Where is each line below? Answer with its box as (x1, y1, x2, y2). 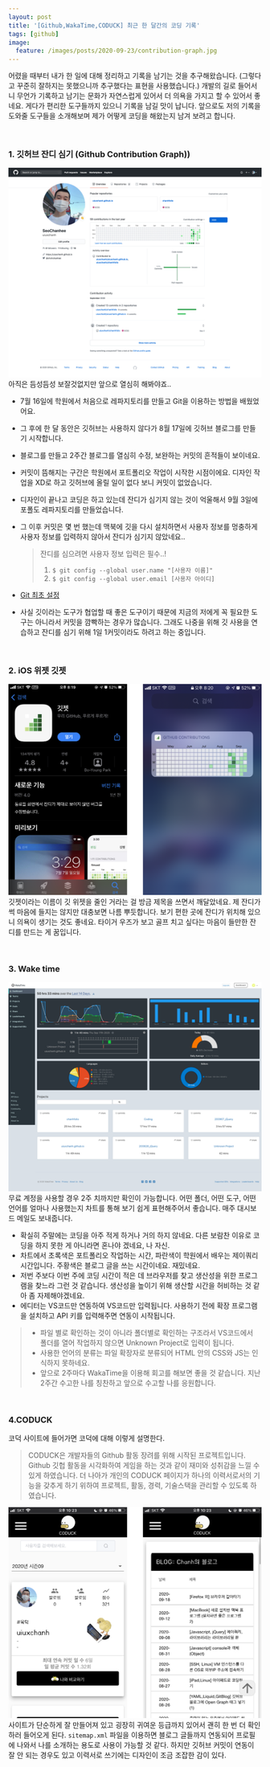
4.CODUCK (8, 1414, 53, 1425)
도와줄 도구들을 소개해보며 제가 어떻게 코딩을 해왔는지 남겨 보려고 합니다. (8, 111, 235, 121)
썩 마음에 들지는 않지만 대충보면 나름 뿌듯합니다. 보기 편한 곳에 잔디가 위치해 (8, 906, 247, 916)
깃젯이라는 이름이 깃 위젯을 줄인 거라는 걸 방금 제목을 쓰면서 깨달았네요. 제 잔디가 (8, 897, 261, 906)
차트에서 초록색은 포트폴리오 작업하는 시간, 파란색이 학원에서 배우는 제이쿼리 (19, 1250, 259, 1260)
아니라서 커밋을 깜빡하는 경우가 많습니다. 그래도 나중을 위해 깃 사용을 (35, 617, 250, 627)
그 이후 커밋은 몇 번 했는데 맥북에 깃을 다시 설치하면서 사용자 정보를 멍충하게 (19, 522, 259, 531)
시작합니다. (28, 433, 64, 443)
